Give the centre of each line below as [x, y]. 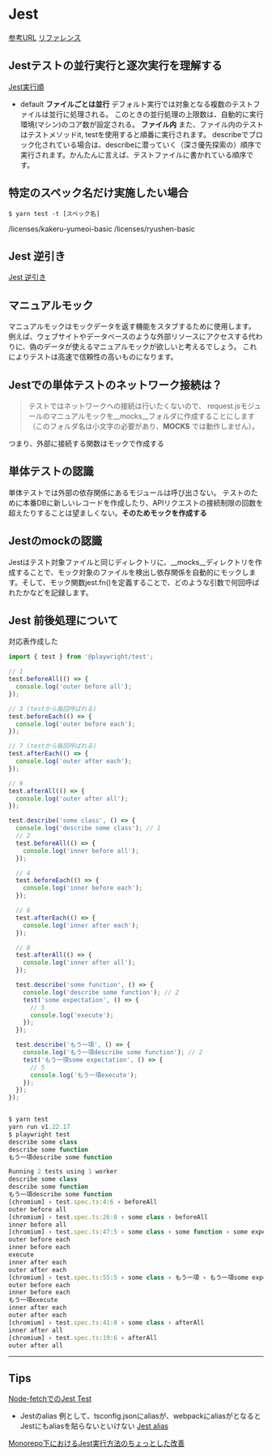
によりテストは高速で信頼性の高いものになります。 [93, 357]
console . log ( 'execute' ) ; [72, 1015]
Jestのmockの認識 [55, 541]
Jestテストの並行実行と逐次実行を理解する [115, 66]
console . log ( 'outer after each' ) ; [74, 761]
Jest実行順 [26, 87]
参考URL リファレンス [45, 37]
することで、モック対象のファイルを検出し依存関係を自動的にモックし [132, 572]
